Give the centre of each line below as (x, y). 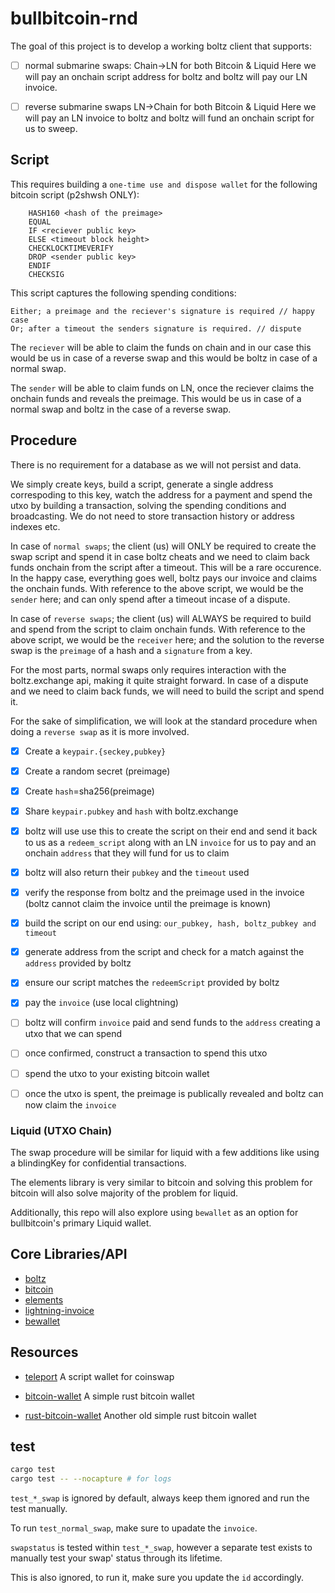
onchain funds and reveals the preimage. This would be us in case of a (156, 398)
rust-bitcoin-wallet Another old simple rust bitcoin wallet (140, 1415)
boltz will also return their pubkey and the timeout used (137, 872)
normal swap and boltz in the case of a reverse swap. (121, 409)
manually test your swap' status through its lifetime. (116, 1558)
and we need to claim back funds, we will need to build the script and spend (167, 691)
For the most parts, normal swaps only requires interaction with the (148, 669)
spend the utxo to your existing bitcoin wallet (117, 1073)
